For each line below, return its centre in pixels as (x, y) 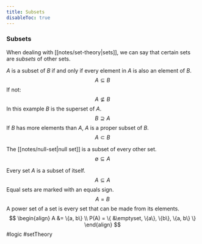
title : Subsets (26, 12)
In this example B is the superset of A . (54, 109)
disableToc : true (28, 18)
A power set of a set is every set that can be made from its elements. (93, 209)
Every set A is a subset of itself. (46, 170)
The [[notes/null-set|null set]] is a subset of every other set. (81, 149)
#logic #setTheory (30, 234)
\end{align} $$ (103, 224)
